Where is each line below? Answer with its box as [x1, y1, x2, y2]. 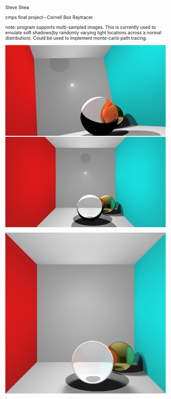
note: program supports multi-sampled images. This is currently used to [5, 24, 156, 30]
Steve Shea [5, 5, 30, 10]
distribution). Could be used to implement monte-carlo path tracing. [5, 35, 148, 41]
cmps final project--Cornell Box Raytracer [5, 14, 93, 20]
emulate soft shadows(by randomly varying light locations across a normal [5, 30, 162, 35]
